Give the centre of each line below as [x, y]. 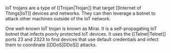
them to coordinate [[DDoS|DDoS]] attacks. [51, 45]
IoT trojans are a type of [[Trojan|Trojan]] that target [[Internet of [73, 8]
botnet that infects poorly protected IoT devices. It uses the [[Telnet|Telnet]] [85, 34]
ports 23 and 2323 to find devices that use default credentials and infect [82, 39]
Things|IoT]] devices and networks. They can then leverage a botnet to [80, 13]
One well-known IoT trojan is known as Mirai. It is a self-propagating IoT [81, 29]
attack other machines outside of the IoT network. [58, 19]
